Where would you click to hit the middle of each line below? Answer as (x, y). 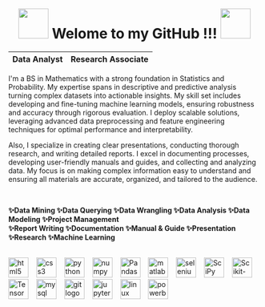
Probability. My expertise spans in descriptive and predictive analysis (122, 87)
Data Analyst (38, 59)
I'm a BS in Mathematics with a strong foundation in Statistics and (116, 78)
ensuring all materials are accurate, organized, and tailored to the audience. (133, 179)
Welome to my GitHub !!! (135, 34)
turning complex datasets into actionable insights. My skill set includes (125, 95)
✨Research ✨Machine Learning (62, 237)
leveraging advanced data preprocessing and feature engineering (117, 121)
